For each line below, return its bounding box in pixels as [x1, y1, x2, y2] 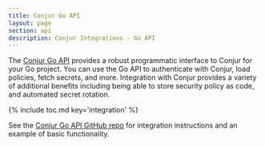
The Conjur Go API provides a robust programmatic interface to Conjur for [8, 56, 252, 65]
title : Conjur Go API [8, 11, 81, 20]
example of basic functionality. [8, 129, 110, 139]
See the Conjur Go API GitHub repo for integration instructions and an [8, 120, 238, 130]
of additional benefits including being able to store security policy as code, [8, 81, 255, 91]
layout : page [8, 19, 52, 27]
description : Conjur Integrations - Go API [8, 34, 156, 42]
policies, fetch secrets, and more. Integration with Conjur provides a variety [8, 73, 257, 82]
